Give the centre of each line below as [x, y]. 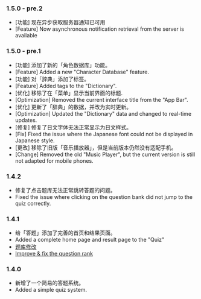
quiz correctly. [33, 203]
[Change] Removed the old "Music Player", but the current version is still [105, 154]
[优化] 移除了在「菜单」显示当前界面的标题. [69, 93]
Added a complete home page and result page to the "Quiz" [90, 240]
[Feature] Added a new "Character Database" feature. [82, 72]
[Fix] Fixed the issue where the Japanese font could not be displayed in [104, 134]
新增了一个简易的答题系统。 [49, 283]
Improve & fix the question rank [54, 254]
